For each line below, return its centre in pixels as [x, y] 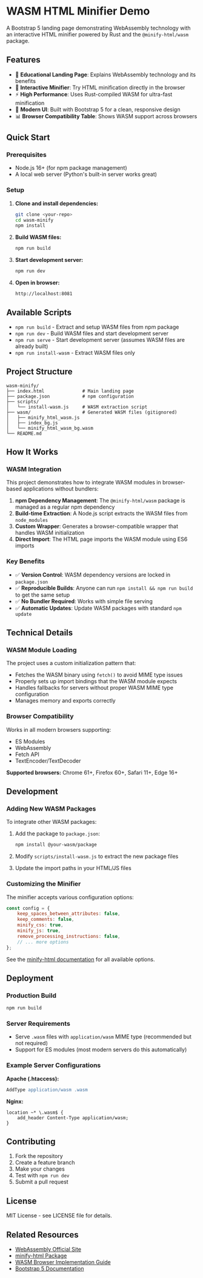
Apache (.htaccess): [33, 1079]
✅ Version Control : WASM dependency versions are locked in [93, 575]
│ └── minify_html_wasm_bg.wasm [50, 428]
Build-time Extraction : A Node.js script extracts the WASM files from [101, 514]
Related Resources [42, 1235]
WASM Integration [34, 469]
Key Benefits [25, 561]
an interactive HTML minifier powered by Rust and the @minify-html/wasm [98, 34]
